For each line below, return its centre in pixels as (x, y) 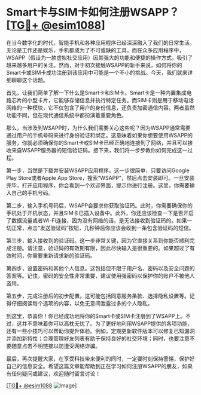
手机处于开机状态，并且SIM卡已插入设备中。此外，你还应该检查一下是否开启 (100, 213)
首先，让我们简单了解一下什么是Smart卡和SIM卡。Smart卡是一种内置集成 (96, 93)
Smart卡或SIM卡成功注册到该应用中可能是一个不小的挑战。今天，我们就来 (97, 72)
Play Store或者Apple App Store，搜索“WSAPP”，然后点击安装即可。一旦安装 (100, 177)
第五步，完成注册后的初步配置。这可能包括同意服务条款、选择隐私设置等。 (98, 296)
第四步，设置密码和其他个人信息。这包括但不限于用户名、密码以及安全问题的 (100, 268)
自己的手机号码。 (32, 192)
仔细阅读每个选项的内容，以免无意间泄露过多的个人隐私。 (82, 303)
